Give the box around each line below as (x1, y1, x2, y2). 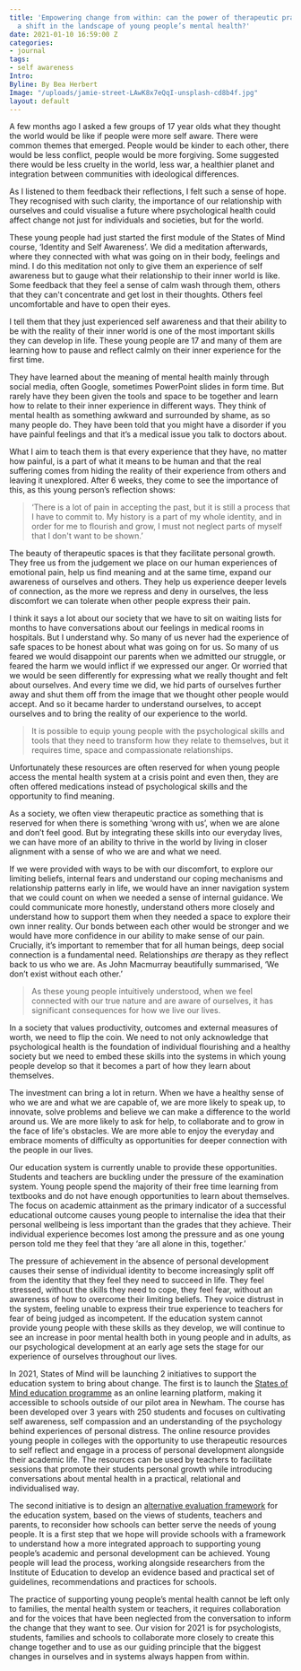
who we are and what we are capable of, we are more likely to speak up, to (9, 1097, 286, 1108)
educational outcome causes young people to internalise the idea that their (9, 1210, 286, 1220)
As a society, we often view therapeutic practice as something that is (9, 809, 264, 819)
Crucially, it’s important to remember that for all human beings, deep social (9, 940, 285, 951)
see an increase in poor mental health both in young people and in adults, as (9, 1332, 291, 1343)
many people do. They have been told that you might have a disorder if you (9, 419, 287, 431)
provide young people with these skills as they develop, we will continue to (9, 1323, 285, 1334)
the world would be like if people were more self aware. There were (9, 131, 259, 142)
